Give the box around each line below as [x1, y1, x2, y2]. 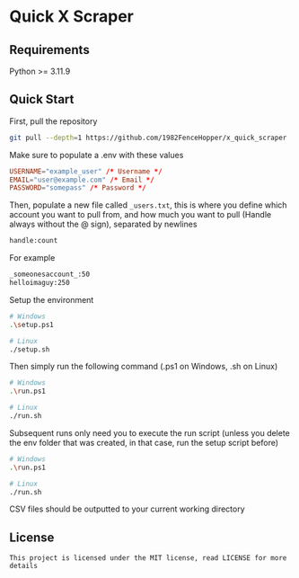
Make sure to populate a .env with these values [9, 149, 184, 160]
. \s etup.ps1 [9, 320, 54, 329]
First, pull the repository [9, 115, 98, 127]
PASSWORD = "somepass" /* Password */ [9, 183, 146, 192]
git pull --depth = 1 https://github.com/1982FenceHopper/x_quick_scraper [9, 133, 287, 142]
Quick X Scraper [9, 6, 135, 27]
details [9, 562, 39, 571]
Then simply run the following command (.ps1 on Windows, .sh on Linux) [9, 361, 278, 372]
